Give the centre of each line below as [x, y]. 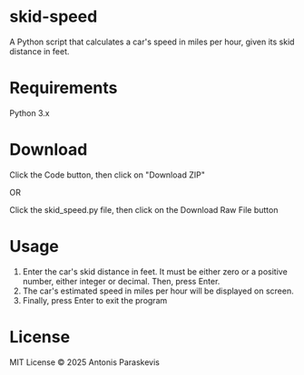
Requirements [64, 88]
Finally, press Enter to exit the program [95, 300]
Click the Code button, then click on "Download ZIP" [108, 175]
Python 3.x [29, 113]
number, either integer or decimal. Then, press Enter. [121, 281]
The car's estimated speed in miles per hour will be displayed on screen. [158, 291]
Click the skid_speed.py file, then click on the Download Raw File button [144, 209]
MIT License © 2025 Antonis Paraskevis [85, 362]
